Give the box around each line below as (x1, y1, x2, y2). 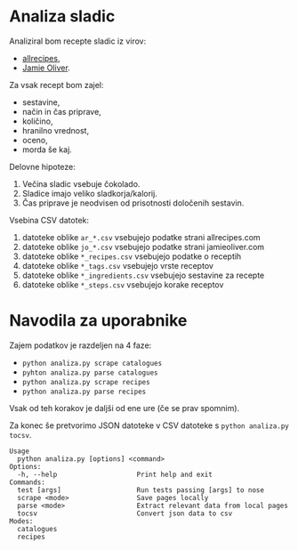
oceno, (21, 134, 49, 145)
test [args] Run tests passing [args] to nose (17, 485, 265, 495)
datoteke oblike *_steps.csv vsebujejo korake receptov (21, 279, 224, 290)
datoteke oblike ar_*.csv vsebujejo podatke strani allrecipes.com (21, 231, 261, 242)
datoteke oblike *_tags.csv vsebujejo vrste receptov (21, 260, 213, 271)
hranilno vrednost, (21, 125, 90, 135)
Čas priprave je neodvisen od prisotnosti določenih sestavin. (21, 198, 245, 208)
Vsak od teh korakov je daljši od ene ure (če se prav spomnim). (9, 402, 240, 413)
